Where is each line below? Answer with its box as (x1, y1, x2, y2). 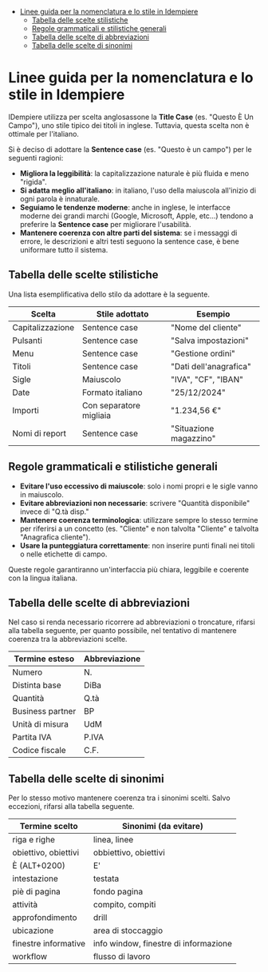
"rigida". (19, 177, 47, 186)
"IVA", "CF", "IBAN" (170, 373, 243, 384)
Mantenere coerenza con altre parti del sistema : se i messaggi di (19, 228, 238, 237)
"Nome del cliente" (170, 321, 242, 333)
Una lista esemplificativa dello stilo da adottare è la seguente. (8, 289, 210, 299)
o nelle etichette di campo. (19, 549, 108, 559)
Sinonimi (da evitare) (122, 821, 203, 832)
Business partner (12, 706, 77, 717)
